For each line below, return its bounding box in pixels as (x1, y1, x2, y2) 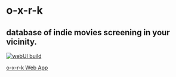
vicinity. (6, 36, 38, 47)
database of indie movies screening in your (6, 27, 170, 38)
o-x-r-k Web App (6, 64, 48, 71)
